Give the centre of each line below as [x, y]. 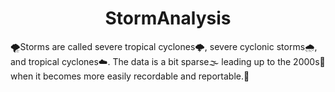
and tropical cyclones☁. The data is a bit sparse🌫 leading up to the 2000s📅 [168, 61]
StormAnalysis [168, 18]
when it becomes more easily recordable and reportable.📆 [130, 76]
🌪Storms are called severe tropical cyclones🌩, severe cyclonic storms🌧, [164, 46]
